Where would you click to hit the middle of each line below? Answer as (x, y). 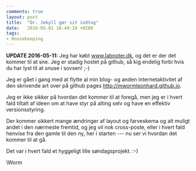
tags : (13, 33)
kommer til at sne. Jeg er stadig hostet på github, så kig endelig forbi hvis (95, 62)
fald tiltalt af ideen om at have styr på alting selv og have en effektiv (88, 103)
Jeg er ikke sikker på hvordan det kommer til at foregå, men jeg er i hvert (94, 97)
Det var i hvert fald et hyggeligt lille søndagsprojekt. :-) (72, 151)
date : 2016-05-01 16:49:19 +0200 (50, 28)
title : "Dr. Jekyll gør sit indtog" (52, 22)
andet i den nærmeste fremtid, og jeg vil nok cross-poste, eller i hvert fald (96, 127)
